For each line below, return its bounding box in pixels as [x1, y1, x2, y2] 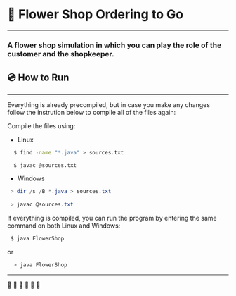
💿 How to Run [7, 72, 70, 84]
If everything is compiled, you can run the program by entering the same [7, 214, 217, 223]
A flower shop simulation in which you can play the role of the [7, 40, 222, 50]
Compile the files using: [7, 121, 76, 130]
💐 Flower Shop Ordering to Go [7, 6, 184, 23]
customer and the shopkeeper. [7, 49, 114, 58]
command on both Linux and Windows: [7, 221, 121, 230]
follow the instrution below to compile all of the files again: [7, 108, 176, 116]
